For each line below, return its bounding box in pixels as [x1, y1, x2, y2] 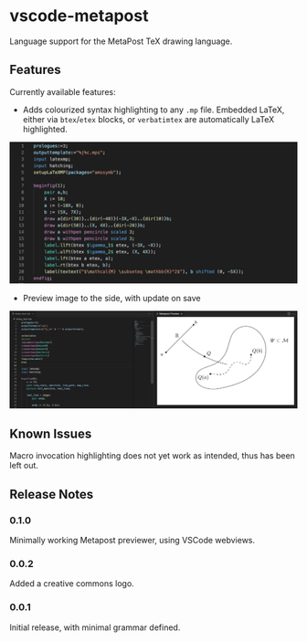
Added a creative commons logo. [9, 578, 134, 589]
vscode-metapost [9, 5, 149, 26]
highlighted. [22, 123, 69, 134]
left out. [9, 460, 39, 471]
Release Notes [9, 486, 94, 502]
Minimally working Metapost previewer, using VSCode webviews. [9, 535, 256, 546]
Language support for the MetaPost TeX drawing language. [9, 36, 233, 47]
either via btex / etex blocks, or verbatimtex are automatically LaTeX [22, 113, 275, 124]
